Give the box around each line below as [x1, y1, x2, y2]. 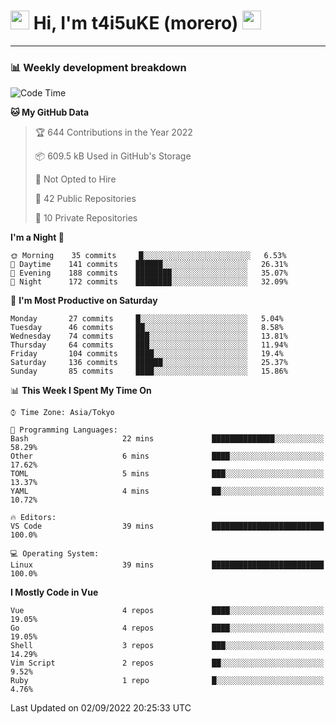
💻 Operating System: [10, 549, 100, 559]
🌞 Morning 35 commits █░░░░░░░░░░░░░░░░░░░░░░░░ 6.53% [10, 251, 287, 261]
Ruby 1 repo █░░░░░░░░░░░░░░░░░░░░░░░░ [10, 676, 325, 686]
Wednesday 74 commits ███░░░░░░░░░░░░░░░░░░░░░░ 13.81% [10, 331, 288, 342]
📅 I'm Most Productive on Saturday [10, 295, 158, 307]
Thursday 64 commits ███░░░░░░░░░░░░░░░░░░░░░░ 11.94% [10, 340, 288, 350]
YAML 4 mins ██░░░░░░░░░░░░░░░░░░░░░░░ [10, 486, 325, 497]
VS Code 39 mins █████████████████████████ [10, 521, 325, 532]
